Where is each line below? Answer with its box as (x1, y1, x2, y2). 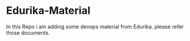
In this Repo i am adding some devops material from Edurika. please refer (6, 23, 184, 30)
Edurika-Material (6, 4, 91, 17)
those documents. (6, 29, 50, 36)
